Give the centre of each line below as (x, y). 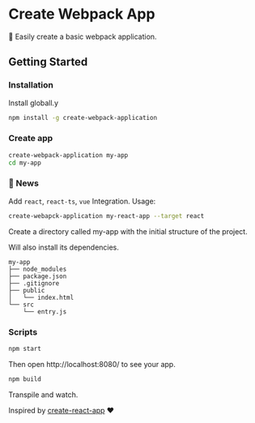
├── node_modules (38, 269)
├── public (27, 290)
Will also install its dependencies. (64, 247)
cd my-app (25, 163)
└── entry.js (45, 312)
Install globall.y (34, 103)
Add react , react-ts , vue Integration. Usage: (82, 201)
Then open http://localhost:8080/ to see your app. (92, 364)
